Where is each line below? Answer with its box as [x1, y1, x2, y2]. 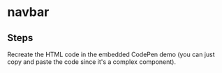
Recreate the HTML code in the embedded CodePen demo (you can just [7, 50, 215, 58]
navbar [7, 4, 50, 20]
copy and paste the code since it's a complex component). [7, 58, 177, 66]
